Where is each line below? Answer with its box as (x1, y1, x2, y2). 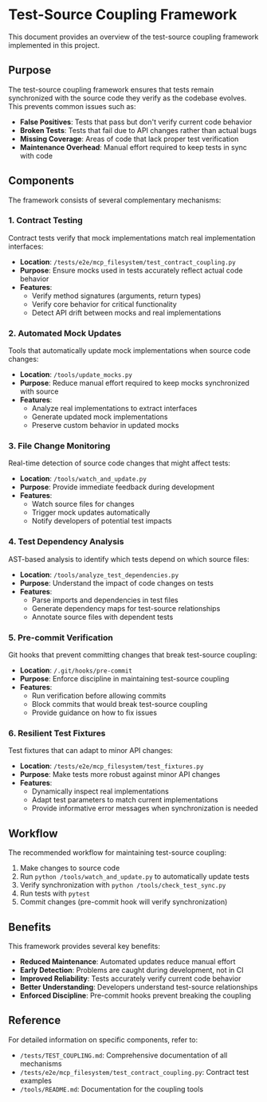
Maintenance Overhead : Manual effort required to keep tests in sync (19, 142, 247, 152)
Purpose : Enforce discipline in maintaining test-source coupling (19, 674, 230, 684)
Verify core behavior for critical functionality (31, 299, 177, 308)
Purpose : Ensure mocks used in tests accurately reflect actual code (19, 265, 243, 275)
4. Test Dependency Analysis (8, 536, 124, 547)
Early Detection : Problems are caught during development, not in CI (19, 965, 245, 975)
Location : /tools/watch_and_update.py (19, 474, 147, 484)
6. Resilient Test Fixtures (8, 727, 106, 739)
